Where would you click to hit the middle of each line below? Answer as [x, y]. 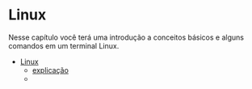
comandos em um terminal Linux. [64, 45]
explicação [50, 70]
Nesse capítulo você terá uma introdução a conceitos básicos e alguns [126, 37]
